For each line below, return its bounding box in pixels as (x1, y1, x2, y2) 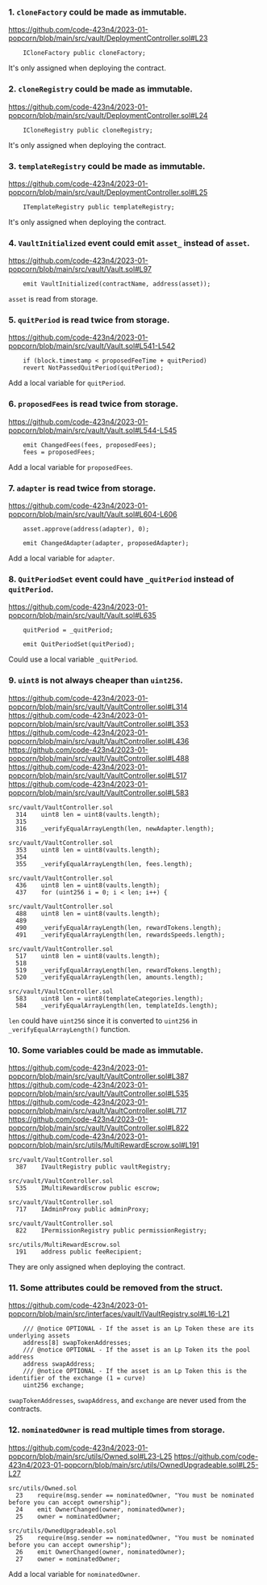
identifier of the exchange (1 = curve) (8, 1374, 147, 1383)
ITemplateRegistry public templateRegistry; (23, 203, 175, 211)
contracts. (8, 1404, 43, 1414)
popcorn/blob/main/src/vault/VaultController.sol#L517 (8, 771, 187, 780)
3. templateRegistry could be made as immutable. (8, 160, 206, 171)
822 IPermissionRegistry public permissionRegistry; (15, 1226, 207, 1235)
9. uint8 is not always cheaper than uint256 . (8, 674, 183, 686)
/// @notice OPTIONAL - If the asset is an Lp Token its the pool (23, 1346, 251, 1355)
